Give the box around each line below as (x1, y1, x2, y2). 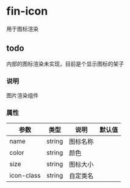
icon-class (9, 172, 41, 180)
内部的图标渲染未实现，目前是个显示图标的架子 (6, 60, 124, 68)
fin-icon (6, 4, 48, 18)
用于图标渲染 (6, 25, 38, 32)
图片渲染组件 (6, 92, 38, 99)
